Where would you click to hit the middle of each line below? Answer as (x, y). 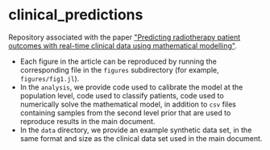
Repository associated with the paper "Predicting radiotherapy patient (125, 37)
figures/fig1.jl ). (50, 78)
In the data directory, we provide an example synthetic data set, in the (136, 130)
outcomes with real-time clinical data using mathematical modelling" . (123, 45)
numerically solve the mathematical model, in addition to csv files (128, 104)
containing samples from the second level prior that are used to (125, 112)
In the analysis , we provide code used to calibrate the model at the (131, 87)
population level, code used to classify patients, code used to (122, 95)
